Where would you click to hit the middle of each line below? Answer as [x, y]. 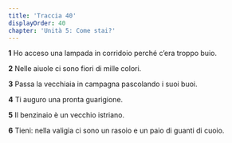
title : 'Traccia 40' [43, 16]
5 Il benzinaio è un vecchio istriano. [67, 115]
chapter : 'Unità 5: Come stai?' [62, 30]
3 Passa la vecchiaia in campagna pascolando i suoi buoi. [103, 84]
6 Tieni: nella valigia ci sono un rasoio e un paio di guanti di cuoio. [116, 131]
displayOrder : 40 [37, 23]
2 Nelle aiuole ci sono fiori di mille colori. [75, 69]
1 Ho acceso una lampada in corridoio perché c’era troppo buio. [113, 54]
